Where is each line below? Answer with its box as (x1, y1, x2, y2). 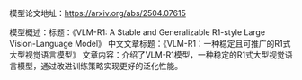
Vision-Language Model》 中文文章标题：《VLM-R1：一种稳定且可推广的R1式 (9, 39, 291, 49)
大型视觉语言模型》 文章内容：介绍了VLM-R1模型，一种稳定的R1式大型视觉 (9, 49, 286, 60)
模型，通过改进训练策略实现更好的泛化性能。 (16, 61, 182, 71)
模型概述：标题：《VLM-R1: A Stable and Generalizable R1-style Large (9, 27, 266, 38)
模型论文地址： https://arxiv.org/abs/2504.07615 (9, 8, 186, 18)
